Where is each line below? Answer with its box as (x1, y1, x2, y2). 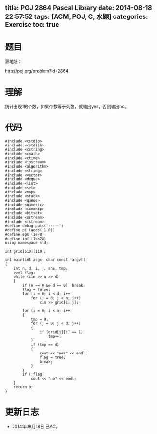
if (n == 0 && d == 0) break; (22, 283, 86, 288)
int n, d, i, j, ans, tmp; (14, 266, 68, 271)
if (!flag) (22, 372, 44, 377)
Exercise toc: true (5, 20, 59, 29)
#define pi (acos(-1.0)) (5, 228, 55, 233)
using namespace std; (5, 241, 49, 245)
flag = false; (22, 287, 51, 292)
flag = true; (39, 355, 66, 360)
